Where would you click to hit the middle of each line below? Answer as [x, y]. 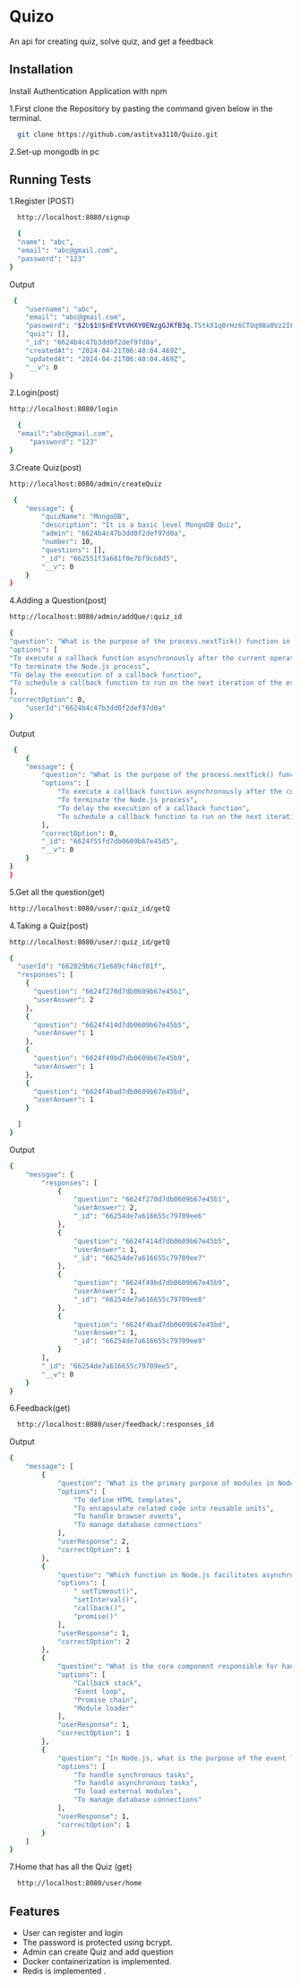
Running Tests [50, 180]
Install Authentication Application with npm [88, 91]
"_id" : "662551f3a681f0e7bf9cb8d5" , [110, 558]
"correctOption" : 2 [93, 1642]
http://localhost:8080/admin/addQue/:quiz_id [95, 617]
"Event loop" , [99, 1691]
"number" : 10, [68, 542]
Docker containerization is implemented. [97, 1961]
